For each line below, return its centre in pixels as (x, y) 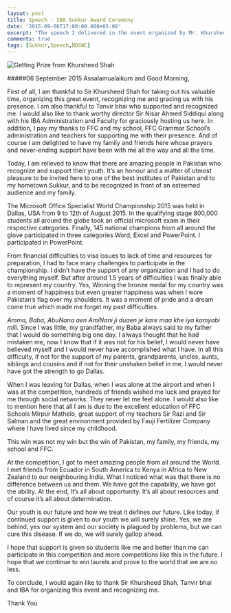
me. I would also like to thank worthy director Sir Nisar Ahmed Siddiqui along (115, 113)
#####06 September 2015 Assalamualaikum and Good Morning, (98, 78)
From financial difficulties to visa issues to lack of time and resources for (110, 256)
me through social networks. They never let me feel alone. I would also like (113, 399)
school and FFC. (30, 449)
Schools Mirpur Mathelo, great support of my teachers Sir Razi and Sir (107, 414)
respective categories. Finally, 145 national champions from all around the (111, 228)
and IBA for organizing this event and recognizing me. (83, 590)
